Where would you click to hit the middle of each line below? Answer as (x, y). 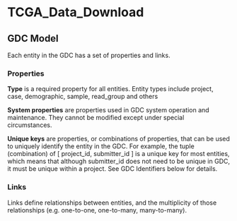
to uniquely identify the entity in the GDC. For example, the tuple (101, 146)
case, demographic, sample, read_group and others (83, 97)
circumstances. (30, 125)
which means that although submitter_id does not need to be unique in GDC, (118, 161)
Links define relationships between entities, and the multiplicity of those (112, 203)
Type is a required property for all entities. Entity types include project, (110, 89)
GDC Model (33, 38)
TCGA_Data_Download (76, 12)
